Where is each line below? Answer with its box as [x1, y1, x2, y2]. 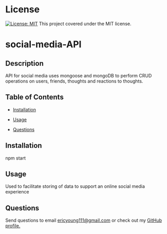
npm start [5, 155, 26, 161]
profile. [5, 223, 21, 229]
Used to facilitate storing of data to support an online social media [5, 183, 145, 189]
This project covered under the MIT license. [39, 21, 132, 27]
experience [5, 189, 29, 195]
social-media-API [5, 38, 82, 50]
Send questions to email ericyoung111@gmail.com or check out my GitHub [5, 217, 162, 224]
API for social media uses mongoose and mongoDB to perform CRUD [5, 72, 152, 79]
